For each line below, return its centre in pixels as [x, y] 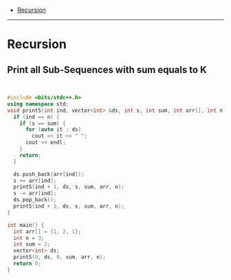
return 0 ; [27, 263]
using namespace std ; [38, 104]
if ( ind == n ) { [36, 117]
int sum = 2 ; [32, 244]
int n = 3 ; [29, 238]
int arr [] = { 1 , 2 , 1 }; [47, 231]
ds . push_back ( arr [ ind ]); [49, 174]
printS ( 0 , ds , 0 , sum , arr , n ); [60, 257]
